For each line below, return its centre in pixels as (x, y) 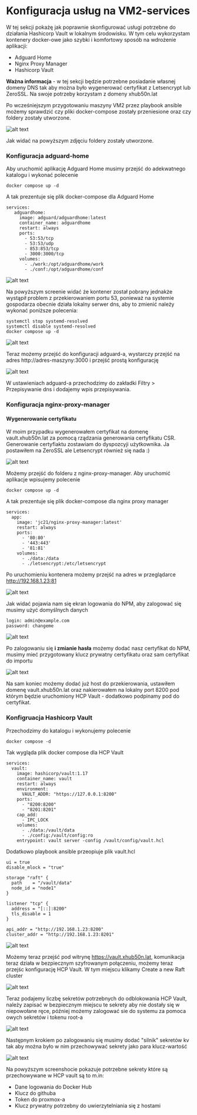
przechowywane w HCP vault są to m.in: (55, 1075)
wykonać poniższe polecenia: (42, 311)
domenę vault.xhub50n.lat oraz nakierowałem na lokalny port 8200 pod (93, 690)
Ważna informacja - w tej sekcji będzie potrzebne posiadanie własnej (91, 81)
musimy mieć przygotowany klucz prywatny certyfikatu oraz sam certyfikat (98, 655)
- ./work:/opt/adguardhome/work (64, 264)
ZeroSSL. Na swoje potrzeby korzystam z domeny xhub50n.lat (82, 94)
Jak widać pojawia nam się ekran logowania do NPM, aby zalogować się (94, 604)
